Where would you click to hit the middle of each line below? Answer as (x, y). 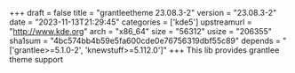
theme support (36, 59)
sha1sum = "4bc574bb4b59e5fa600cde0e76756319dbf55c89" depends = (145, 40)
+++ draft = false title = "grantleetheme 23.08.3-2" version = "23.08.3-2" (143, 13)
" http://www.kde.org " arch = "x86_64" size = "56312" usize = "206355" (141, 31)
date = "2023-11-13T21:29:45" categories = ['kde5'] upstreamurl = (131, 22)
